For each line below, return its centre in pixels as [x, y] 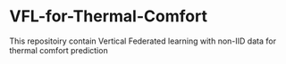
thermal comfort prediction [59, 50]
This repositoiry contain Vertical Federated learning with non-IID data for [143, 41]
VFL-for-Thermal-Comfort [109, 16]
